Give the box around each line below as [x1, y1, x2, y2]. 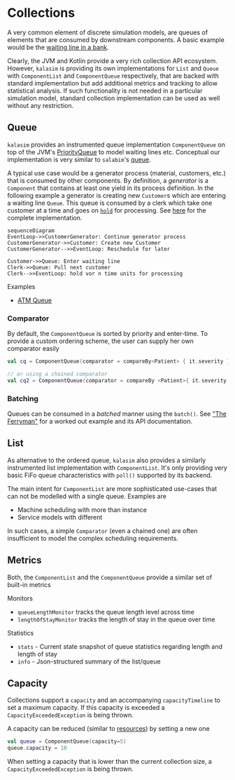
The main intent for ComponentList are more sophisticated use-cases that [7, 484, 218, 492]
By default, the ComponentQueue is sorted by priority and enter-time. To [7, 330, 208, 338]
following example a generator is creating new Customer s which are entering [7, 191, 226, 199]
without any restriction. [7, 101, 74, 109]
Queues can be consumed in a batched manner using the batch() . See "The [7, 409, 227, 418]
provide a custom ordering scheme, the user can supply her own [7, 337, 194, 345]
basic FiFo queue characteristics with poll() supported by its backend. [7, 471, 213, 479]
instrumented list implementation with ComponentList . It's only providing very [7, 463, 227, 471]
